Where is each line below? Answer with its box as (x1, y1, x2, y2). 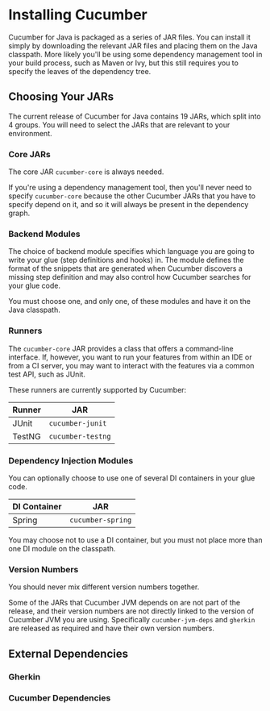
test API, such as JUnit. (8, 369, 86, 379)
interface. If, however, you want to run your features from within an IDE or (8, 352, 252, 362)
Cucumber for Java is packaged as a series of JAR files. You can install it (8, 32, 251, 42)
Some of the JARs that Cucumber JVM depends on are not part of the (8, 598, 240, 608)
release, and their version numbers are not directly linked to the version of (8, 606, 255, 616)
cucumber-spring (69, 515, 132, 525)
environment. (8, 128, 52, 138)
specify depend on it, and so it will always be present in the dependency (8, 200, 249, 210)
